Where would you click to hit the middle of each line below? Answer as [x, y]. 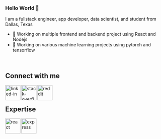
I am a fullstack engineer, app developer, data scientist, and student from [81, 19]
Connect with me [33, 76]
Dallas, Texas [19, 24]
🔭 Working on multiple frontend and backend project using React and [84, 34]
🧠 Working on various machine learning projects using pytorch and [82, 45]
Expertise [21, 109]
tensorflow [24, 50]
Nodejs [20, 39]
